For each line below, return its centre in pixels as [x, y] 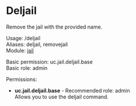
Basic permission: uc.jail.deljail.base [50, 62]
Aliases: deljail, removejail [37, 44]
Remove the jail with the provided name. [54, 27]
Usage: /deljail [23, 38]
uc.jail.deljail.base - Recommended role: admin [72, 90]
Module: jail [20, 50]
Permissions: [22, 79]
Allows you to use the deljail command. [62, 97]
